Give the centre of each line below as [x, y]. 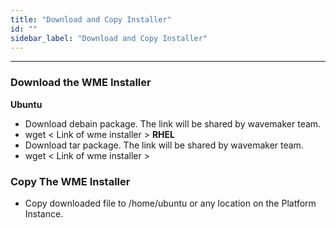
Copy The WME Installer [70, 181]
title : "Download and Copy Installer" [91, 19]
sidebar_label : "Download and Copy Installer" [109, 38]
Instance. [44, 213]
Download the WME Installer [81, 83]
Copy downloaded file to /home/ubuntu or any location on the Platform [170, 203]
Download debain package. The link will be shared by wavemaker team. [173, 123]
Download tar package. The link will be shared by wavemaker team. [164, 145]
